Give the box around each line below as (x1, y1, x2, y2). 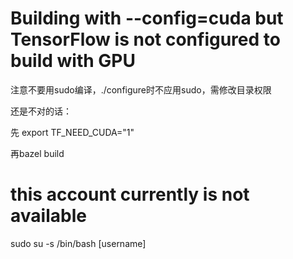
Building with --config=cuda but (10, 7, 284, 30)
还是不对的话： (10, 105, 72, 117)
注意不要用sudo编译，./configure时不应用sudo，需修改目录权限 (10, 83, 272, 96)
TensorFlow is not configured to (10, 28, 281, 51)
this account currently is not (10, 183, 250, 206)
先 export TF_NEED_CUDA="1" (10, 126, 135, 138)
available (10, 205, 87, 227)
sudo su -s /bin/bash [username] (10, 237, 147, 249)
